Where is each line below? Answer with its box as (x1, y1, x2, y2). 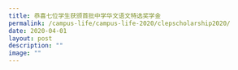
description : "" (8, 42, 63, 50)
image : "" (8, 49, 42, 57)
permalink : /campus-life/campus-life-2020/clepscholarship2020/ (8, 19, 231, 27)
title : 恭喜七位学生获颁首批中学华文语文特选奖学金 (8, 11, 161, 20)
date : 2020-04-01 (8, 27, 67, 35)
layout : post (8, 34, 53, 43)
